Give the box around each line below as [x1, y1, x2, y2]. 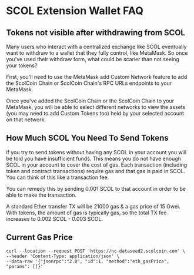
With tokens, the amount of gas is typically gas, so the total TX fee [6, 209, 167, 216]
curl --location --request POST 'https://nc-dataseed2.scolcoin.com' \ [6, 248, 185, 254]
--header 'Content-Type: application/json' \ [6, 253, 119, 259]
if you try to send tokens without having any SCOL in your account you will [6, 148, 187, 155]
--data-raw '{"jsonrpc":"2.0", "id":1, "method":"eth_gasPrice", [6, 258, 169, 264]
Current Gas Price [6, 233, 73, 243]
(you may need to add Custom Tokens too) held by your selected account [6, 110, 184, 117]
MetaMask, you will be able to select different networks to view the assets [6, 104, 186, 110]
